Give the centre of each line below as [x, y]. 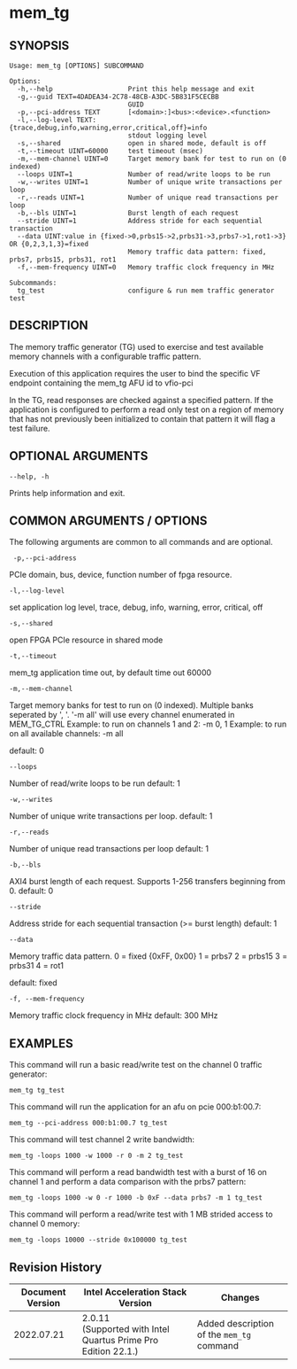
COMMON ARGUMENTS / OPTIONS [108, 521]
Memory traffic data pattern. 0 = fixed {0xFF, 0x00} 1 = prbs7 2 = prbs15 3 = [148, 956]
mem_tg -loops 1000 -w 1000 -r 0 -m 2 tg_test [96, 1156]
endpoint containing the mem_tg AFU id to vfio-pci [101, 383]
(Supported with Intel [126, 1329]
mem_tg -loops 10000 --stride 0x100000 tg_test [99, 1240]
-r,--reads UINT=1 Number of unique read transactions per [148, 198]
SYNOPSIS [39, 46]
